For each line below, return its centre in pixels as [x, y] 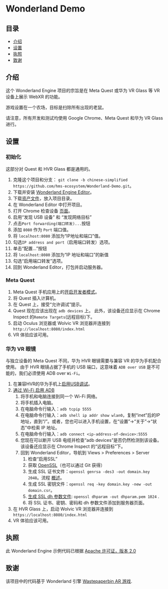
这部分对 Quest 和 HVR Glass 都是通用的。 [49, 169]
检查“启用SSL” [43, 459]
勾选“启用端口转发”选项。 [39, 261]
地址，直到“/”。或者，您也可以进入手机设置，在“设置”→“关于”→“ [86, 421]
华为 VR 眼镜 [21, 349]
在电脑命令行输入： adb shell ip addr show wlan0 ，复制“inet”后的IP [90, 415]
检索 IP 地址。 [45, 428]
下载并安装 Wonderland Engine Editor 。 [53, 192]
